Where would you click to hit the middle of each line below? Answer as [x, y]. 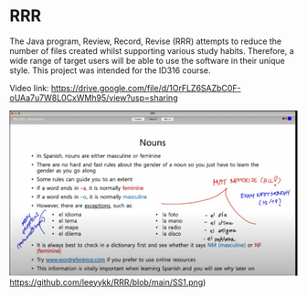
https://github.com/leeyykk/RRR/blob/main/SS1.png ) [108, 282]
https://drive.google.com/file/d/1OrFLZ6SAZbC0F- [146, 88]
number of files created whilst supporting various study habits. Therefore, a [152, 50]
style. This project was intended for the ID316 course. [110, 70]
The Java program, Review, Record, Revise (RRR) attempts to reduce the [146, 41]
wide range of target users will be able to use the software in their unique [147, 60]
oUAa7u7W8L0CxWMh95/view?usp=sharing [94, 98]
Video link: [29, 88]
